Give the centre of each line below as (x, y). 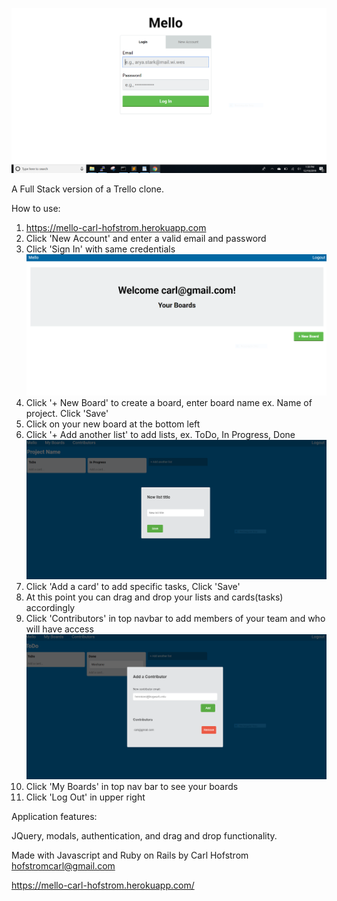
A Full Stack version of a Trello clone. (88, 189)
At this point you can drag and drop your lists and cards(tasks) (154, 597)
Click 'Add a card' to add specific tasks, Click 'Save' (133, 586)
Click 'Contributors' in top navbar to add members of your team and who (175, 618)
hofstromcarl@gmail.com (63, 865)
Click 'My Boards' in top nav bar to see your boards (132, 786)
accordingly (50, 607)
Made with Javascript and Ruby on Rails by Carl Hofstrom (130, 855)
